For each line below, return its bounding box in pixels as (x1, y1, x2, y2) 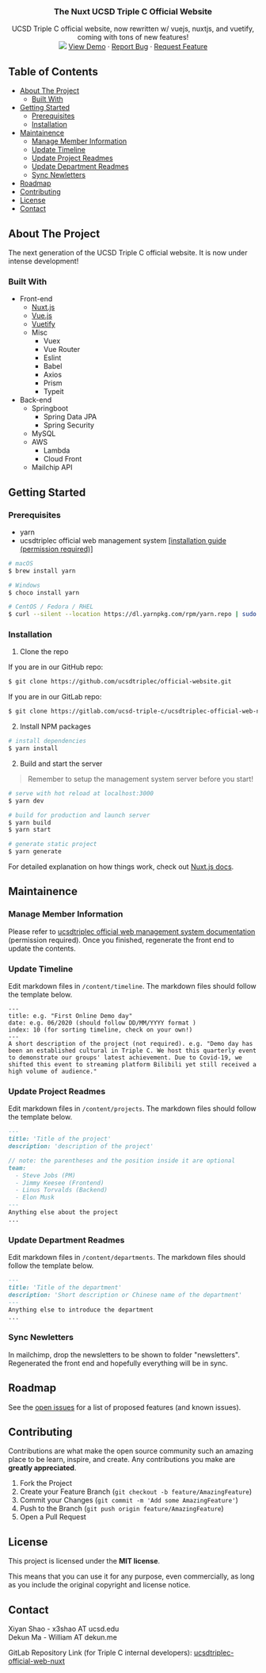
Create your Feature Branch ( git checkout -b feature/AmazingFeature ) (19, 1487, 253, 1496)
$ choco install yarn (8, 588, 80, 596)
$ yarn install (8, 745, 59, 752)
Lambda (43, 446, 70, 455)
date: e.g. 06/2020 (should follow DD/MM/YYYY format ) (8, 1019, 196, 1028)
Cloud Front (43, 454, 82, 464)
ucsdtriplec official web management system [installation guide (19, 535, 227, 545)
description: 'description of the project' (8, 1143, 154, 1150)
